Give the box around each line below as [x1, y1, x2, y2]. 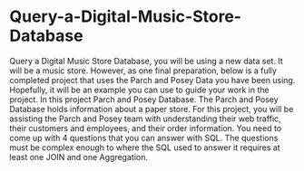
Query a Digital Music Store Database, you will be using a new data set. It [9, 55, 283, 66]
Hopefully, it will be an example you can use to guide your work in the [9, 84, 270, 95]
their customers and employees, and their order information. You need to [9, 122, 282, 133]
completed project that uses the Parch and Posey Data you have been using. [9, 74, 296, 85]
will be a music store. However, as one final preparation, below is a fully [9, 65, 277, 76]
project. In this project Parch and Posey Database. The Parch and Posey [9, 93, 279, 105]
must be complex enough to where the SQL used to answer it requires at [9, 142, 280, 153]
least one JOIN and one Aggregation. [9, 151, 148, 162]
